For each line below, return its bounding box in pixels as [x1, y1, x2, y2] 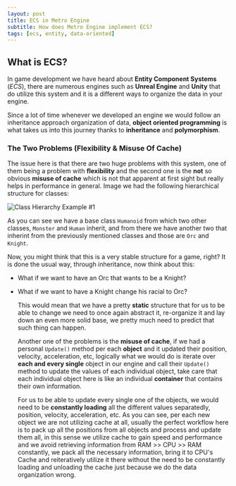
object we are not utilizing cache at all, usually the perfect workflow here [17, 418, 229, 427]
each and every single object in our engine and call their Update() [17, 360, 210, 368]
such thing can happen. [17, 323, 87, 332]
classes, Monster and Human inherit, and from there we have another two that [7, 224, 228, 232]
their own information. [17, 382, 82, 391]
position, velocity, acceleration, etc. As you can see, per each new [17, 411, 211, 419]
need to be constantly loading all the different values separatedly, [17, 403, 211, 412]
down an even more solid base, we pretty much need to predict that [17, 316, 215, 325]
